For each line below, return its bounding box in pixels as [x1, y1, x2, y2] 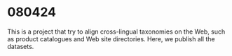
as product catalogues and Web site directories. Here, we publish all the [7, 34, 215, 43]
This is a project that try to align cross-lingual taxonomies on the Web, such [7, 27, 226, 36]
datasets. [7, 42, 34, 50]
